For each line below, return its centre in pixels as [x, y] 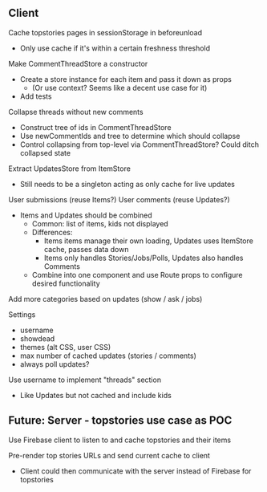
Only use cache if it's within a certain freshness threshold [115, 48]
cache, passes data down [86, 249]
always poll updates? [55, 364]
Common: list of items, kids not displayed [100, 223]
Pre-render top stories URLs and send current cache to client [109, 455]
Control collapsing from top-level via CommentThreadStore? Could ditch [139, 144]
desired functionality [66, 283]
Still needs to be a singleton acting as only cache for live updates [127, 184]
